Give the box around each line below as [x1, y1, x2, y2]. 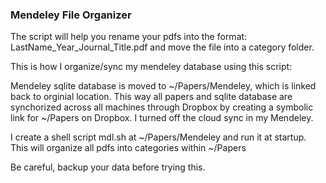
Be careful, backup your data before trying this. [10, 161, 206, 173]
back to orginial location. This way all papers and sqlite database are [10, 91, 293, 103]
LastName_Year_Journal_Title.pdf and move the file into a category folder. [10, 41, 315, 53]
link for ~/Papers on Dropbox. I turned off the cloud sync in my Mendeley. [10, 112, 314, 124]
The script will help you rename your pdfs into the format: [10, 31, 248, 43]
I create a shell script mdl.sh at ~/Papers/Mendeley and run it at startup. [10, 131, 307, 143]
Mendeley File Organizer [10, 8, 132, 22]
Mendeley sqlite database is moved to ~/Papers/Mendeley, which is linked [10, 80, 317, 92]
